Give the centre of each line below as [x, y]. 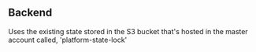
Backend [30, 13]
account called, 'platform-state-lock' [68, 40]
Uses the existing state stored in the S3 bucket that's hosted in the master [128, 31]
